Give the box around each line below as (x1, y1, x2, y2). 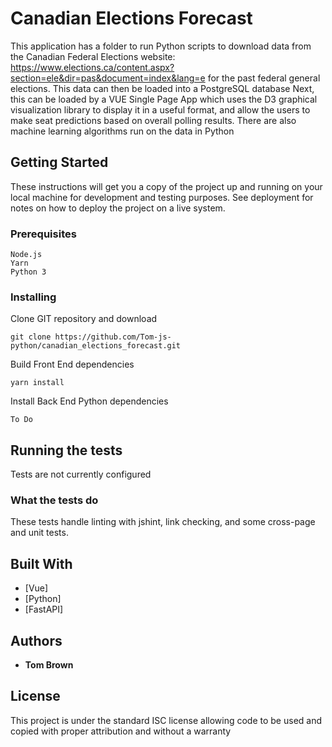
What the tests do (10, 493, 99, 507)
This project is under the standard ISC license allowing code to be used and (10, 714, 323, 726)
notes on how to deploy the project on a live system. (10, 202, 226, 214)
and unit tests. (10, 527, 69, 539)
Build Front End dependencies (10, 358, 135, 371)
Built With (10, 555, 73, 572)
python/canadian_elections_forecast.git (10, 341, 182, 351)
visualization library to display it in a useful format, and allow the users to (10, 103, 311, 116)
